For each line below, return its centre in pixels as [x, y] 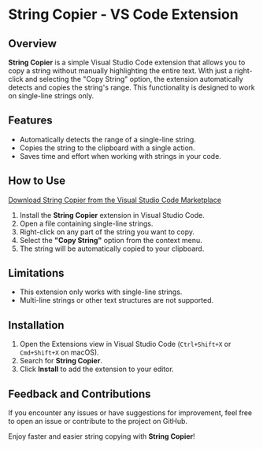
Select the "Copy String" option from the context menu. [111, 240]
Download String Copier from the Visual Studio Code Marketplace [115, 200]
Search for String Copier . [61, 361]
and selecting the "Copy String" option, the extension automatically [134, 79]
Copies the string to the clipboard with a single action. [107, 148]
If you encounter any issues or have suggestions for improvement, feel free [130, 413]
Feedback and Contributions [80, 394]
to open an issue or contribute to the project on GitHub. [98, 421]
